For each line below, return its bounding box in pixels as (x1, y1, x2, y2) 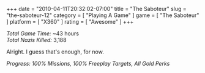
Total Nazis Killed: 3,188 (6, 36, 67, 43)
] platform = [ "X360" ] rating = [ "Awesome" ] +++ (6, 18, 134, 25)
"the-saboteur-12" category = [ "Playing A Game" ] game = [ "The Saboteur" (6, 12, 199, 19)
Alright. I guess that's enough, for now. (6, 48, 104, 55)
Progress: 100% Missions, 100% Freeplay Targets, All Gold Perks (6, 60, 170, 67)
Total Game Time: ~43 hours (6, 30, 80, 37)
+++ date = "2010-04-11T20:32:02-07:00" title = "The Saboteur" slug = (6, 5, 187, 12)
